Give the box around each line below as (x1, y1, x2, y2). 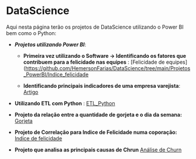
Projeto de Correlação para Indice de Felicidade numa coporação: (14, 129, 177, 136)
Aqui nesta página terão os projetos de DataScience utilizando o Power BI (6, 23, 184, 30)
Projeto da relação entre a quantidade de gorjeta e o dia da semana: (14, 111, 183, 118)
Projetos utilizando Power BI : (14, 41, 87, 48)
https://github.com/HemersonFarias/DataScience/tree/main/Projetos (25, 64, 191, 71)
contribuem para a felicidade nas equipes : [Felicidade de (23, 58, 165, 65)
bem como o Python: (6, 29, 57, 36)
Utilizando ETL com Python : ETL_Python (14, 99, 115, 106)
